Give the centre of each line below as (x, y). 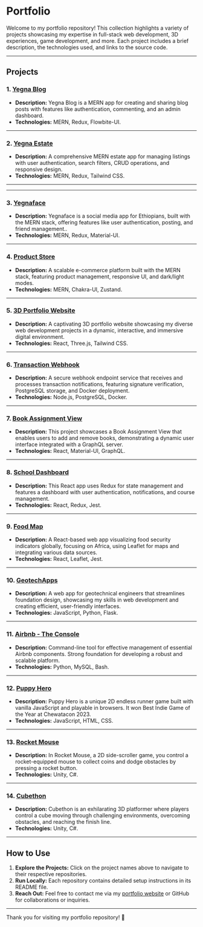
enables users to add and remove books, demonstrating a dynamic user (105, 438)
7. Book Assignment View (44, 418)
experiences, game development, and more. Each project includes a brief (98, 41)
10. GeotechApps (32, 580)
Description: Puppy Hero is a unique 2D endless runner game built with (104, 701)
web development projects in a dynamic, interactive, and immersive (99, 330)
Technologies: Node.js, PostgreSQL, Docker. (71, 397)
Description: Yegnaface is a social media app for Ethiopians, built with (102, 216)
